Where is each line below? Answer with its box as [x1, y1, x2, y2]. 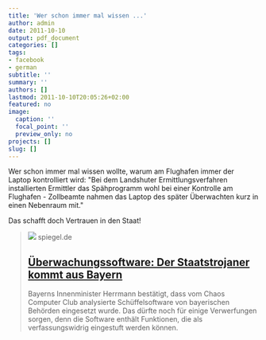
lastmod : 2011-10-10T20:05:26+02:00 [8, 93, 129, 101]
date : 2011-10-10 [8, 26, 66, 34]
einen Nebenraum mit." [8, 201, 84, 210]
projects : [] [8, 137, 52, 146]
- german [8, 64, 37, 72]
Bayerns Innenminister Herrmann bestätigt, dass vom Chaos [27, 289, 226, 299]
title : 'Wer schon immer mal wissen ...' [8, 11, 148, 20]
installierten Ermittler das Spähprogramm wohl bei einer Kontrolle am [8, 184, 233, 193]
